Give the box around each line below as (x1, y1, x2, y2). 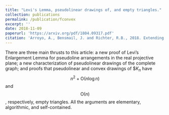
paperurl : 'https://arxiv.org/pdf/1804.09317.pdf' (5, 31, 114, 36)
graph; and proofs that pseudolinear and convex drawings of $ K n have (5, 65, 153, 73)
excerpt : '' (5, 21, 30, 27)
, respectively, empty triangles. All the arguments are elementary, (5, 99, 141, 105)
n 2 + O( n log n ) (70, 74, 100, 81)
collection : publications (5, 12, 60, 17)
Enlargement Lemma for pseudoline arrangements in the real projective (5, 54, 154, 61)
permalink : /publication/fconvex (5, 17, 76, 22)
